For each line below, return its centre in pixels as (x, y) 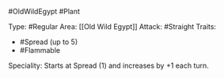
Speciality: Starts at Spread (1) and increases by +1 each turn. (109, 65)
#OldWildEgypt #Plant (44, 11)
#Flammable (40, 50)
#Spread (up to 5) (49, 42)
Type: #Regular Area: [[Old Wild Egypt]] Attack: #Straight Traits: (112, 26)
